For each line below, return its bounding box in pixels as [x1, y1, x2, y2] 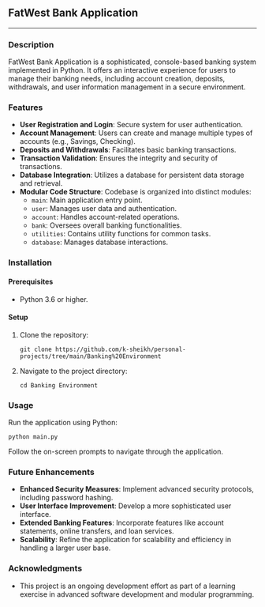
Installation [8, 257, 53, 268]
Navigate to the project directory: [19, 366, 128, 375]
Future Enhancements [8, 466, 95, 477]
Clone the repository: [19, 330, 89, 339]
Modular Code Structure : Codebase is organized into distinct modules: [19, 187, 252, 197]
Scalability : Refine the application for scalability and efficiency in [19, 535, 232, 545]
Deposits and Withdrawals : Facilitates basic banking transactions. [19, 145, 237, 155]
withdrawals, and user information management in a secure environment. [8, 82, 246, 92]
